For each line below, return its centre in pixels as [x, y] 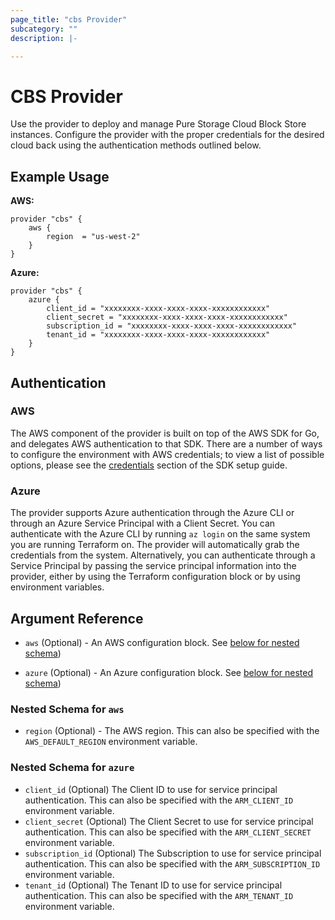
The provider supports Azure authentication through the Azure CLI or [152, 513]
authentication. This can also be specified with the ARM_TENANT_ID [159, 895]
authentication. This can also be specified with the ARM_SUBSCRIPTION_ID [172, 863]
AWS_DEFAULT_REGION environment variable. [111, 742]
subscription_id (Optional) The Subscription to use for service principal [173, 853]
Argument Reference [77, 618]
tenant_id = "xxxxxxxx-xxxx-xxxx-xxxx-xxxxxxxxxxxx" [158, 335]
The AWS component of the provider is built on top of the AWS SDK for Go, [165, 433]
